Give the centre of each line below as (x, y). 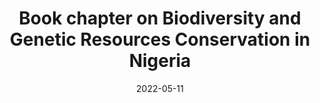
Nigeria (160, 61)
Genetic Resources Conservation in (160, 39)
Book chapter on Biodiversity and (160, 18)
